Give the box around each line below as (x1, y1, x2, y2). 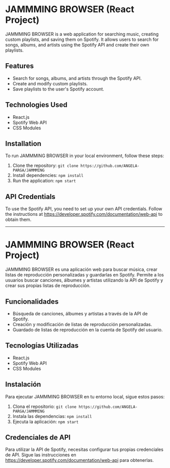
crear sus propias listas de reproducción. (5, 283, 91, 289)
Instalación (5, 380, 41, 389)
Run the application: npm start (12, 178, 76, 184)
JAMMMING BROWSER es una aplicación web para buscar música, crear (5, 266, 158, 272)
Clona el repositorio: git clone (12, 403, 77, 409)
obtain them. (5, 216, 32, 223)
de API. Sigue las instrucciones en (5, 452, 77, 458)
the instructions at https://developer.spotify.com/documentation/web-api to (5, 211, 163, 217)
